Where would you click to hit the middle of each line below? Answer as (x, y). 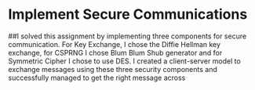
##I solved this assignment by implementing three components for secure (127, 36)
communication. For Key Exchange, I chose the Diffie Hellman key (115, 44)
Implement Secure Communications (128, 14)
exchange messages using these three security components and (113, 69)
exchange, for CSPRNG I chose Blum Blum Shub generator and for (115, 52)
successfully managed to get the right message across (97, 77)
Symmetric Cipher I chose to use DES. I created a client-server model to (124, 61)
